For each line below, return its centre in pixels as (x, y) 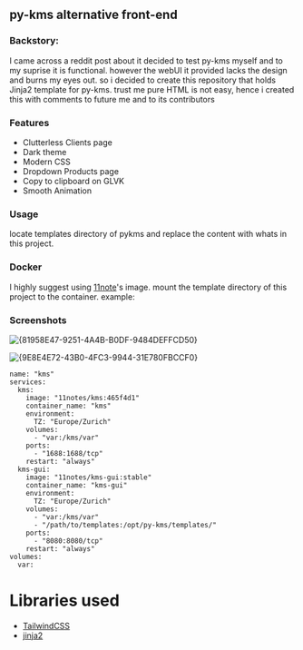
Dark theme (44, 152)
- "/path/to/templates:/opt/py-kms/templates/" (125, 525)
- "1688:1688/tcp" (68, 453)
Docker (26, 267)
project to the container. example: (72, 296)
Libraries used (64, 601)
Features (29, 123)
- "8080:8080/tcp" (68, 541)
